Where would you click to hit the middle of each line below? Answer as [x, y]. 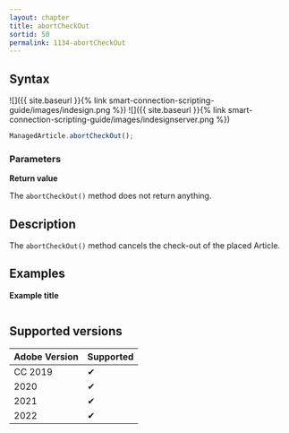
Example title [34, 295]
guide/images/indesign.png [60, 110]
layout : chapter [39, 17]
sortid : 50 [30, 34]
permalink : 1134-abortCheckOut [68, 43]
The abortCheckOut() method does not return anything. [110, 196]
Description [42, 224]
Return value [34, 178]
